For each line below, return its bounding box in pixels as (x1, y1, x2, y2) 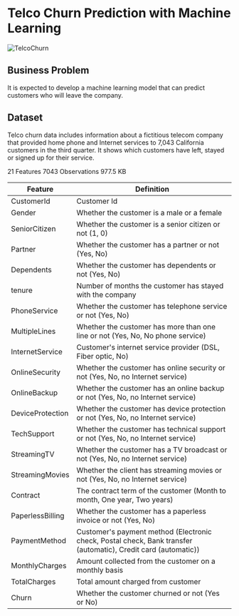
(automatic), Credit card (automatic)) (76, 544, 200, 554)
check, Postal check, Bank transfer (76, 535, 193, 545)
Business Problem (7, 64, 90, 76)
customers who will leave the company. (7, 91, 123, 99)
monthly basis (76, 565, 123, 575)
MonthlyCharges (11, 560, 67, 570)
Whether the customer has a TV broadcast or (76, 444, 228, 454)
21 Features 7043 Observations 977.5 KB (7, 167, 127, 175)
